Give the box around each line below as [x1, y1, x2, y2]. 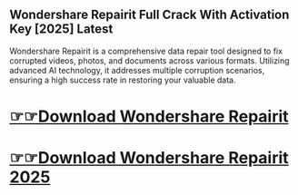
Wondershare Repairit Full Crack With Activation [9, 7, 290, 23]
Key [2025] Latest [9, 22, 114, 37]
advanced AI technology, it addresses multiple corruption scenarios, [9, 64, 265, 75]
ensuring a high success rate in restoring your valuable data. [9, 74, 236, 85]
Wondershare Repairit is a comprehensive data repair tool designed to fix [9, 45, 283, 56]
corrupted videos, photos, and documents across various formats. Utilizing [9, 54, 290, 66]
